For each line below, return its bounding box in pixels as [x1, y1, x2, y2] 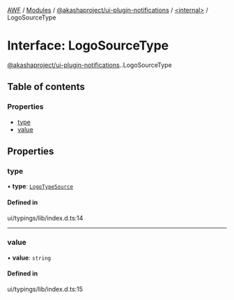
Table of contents [7, 81, 85, 93]
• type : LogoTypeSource [7, 182, 74, 190]
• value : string [7, 253, 51, 262]
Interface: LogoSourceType [7, 38, 169, 54]
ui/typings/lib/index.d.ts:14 [7, 213, 84, 222]
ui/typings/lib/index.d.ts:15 [7, 285, 84, 294]
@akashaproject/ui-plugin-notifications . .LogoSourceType [7, 61, 172, 69]
